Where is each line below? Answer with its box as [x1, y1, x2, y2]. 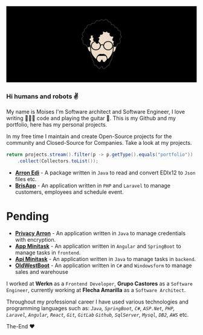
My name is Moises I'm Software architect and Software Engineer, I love [6, 108, 185, 116]
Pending [6, 210, 50, 224]
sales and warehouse [14, 268, 68, 275]
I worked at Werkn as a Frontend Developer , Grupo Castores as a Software [6, 280, 193, 287]
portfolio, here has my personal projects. [6, 121, 108, 128]
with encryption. [14, 236, 56, 243]
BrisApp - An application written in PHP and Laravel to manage [14, 182, 171, 189]
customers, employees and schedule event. [14, 188, 124, 196]
